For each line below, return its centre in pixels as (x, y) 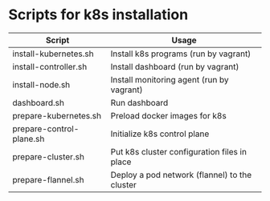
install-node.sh (41, 84)
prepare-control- (46, 128)
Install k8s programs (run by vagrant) (181, 54)
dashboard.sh (38, 103)
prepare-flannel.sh (48, 179)
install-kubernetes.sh (53, 54)
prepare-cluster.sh (48, 156)
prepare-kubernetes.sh (57, 115)
